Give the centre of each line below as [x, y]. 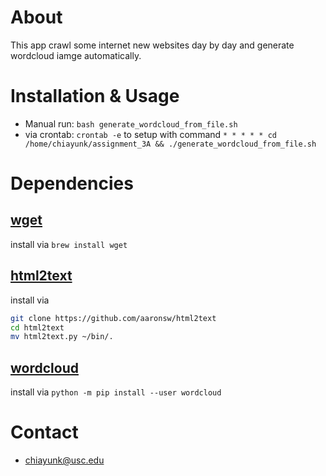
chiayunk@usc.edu [64, 460]
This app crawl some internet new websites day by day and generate [152, 45]
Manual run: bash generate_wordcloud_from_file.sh [131, 123]
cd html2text [37, 327]
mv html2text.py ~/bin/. [62, 337]
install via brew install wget [69, 244]
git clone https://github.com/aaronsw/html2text [113, 318]
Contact [44, 432]
